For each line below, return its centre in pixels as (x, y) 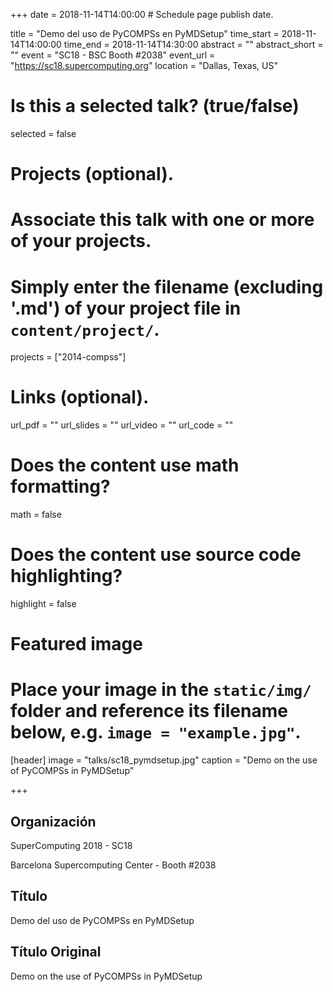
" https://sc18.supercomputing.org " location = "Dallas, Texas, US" (144, 65)
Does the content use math (125, 465)
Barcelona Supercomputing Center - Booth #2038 (113, 865)
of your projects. (81, 241)
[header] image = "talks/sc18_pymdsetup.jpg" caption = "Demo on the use (164, 760)
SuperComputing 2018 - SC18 (71, 845)
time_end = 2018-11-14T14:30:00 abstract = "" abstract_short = (193, 44)
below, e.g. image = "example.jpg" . (156, 732)
